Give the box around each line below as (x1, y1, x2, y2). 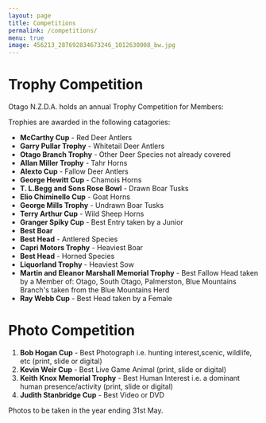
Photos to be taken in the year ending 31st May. (8, 405, 164, 415)
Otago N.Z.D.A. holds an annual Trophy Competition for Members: (8, 102, 224, 112)
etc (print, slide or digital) (19, 356, 103, 366)
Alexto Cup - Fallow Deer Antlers (19, 166, 129, 176)
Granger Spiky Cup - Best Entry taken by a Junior (19, 217, 184, 227)
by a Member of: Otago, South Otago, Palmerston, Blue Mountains (19, 276, 237, 287)
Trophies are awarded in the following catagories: (8, 117, 171, 127)
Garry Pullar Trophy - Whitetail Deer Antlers (19, 141, 165, 151)
